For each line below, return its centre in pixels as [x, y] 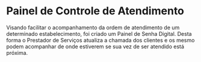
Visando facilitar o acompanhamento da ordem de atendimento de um [93, 27]
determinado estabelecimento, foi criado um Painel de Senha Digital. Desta [99, 33]
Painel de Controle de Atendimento [95, 11]
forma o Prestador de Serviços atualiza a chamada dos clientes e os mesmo [100, 40]
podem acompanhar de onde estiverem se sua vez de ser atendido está [95, 46]
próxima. [17, 52]
